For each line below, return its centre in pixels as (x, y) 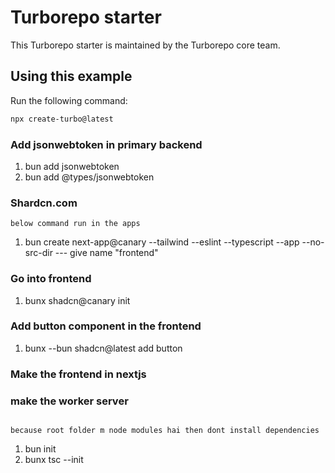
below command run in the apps (75, 224)
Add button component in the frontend (106, 326)
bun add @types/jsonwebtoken (89, 177)
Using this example (71, 76)
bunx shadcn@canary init (77, 300)
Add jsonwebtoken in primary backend (106, 144)
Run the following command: (69, 100)
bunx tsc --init (54, 460)
